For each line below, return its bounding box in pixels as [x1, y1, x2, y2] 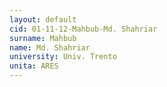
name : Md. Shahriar [9, 42, 91, 53]
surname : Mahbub [9, 33, 77, 43]
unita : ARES [9, 61, 59, 71]
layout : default [9, 14, 77, 25]
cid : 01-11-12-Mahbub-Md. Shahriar [9, 24, 158, 34]
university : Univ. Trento [9, 52, 117, 62]
